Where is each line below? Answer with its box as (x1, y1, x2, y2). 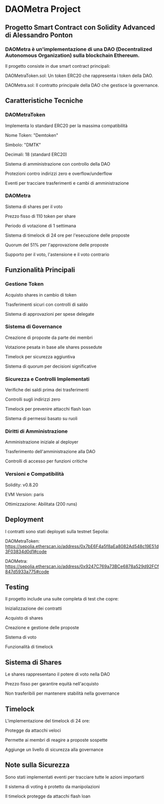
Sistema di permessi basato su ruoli (5, 416, 78, 422)
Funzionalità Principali (5, 266, 76, 274)
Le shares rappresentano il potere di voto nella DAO (5, 671, 110, 677)
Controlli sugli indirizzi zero (5, 396, 61, 402)
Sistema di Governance (5, 323, 63, 330)
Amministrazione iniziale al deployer (5, 439, 79, 445)
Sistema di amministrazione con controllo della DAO (5, 161, 110, 167)
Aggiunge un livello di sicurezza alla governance (5, 746, 104, 752)
